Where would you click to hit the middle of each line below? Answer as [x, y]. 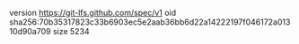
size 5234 [71, 31]
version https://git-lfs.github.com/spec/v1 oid [93, 13]
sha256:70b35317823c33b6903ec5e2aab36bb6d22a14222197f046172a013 [150, 22]
